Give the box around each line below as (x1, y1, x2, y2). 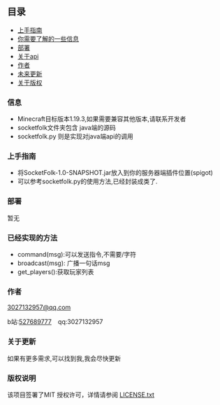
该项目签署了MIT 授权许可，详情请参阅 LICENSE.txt (7, 390, 155, 399)
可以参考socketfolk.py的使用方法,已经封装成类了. (17, 177, 158, 186)
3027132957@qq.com (7, 303, 71, 312)
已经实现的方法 (7, 233, 58, 243)
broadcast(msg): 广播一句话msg (17, 259, 110, 267)
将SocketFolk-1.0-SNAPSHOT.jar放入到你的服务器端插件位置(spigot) (17, 169, 213, 177)
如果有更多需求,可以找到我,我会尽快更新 (7, 354, 122, 362)
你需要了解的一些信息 (17, 34, 79, 43)
